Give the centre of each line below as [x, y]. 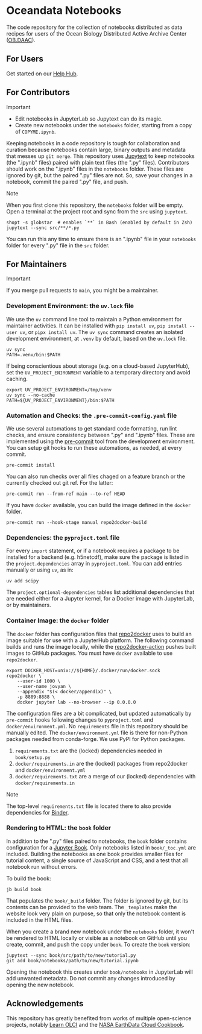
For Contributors [38, 93]
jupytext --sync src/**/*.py [43, 228]
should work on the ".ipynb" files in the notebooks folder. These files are [95, 169]
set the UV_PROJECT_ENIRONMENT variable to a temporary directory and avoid [99, 372]
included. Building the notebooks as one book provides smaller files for [94, 854]
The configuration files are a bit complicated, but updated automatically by [99, 713]
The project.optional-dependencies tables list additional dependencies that [100, 592]
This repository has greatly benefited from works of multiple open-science [99, 1018]
